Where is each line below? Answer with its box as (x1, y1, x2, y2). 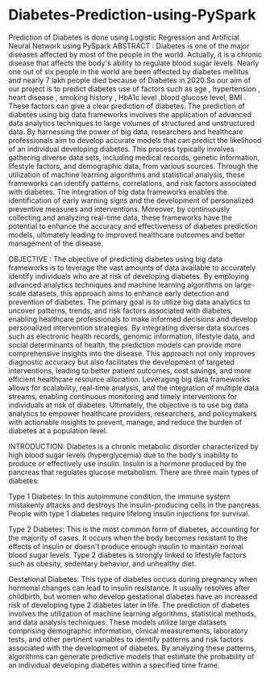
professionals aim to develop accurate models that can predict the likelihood (8, 135, 262, 145)
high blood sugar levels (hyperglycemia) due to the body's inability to (8, 450, 239, 460)
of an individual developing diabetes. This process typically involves (8, 144, 235, 154)
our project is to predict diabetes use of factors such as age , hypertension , (8, 83, 260, 94)
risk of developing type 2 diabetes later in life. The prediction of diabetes (8, 600, 250, 609)
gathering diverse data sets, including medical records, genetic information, (8, 152, 260, 162)
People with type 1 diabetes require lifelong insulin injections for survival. (8, 508, 250, 518)
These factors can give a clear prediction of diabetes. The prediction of (8, 101, 246, 111)
